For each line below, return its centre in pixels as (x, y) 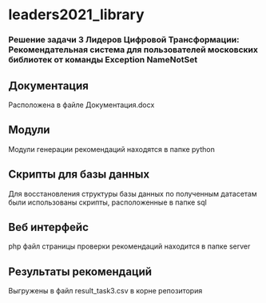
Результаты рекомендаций (80, 271)
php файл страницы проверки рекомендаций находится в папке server (129, 246)
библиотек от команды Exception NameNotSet (103, 60)
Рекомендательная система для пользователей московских (133, 50)
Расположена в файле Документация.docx (81, 105)
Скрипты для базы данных (79, 175)
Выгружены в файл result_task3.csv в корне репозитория (105, 291)
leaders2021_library (77, 15)
